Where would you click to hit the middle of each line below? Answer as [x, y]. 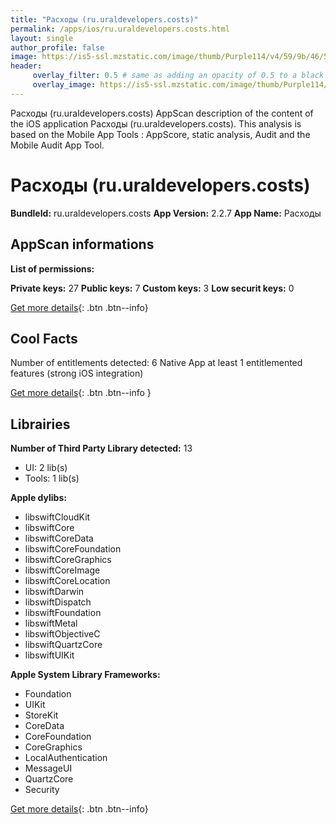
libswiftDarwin [54, 592]
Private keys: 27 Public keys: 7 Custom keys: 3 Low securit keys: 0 [152, 288]
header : [26, 66]
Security [42, 790]
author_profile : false [57, 47]
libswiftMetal [51, 623]
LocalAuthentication [66, 758]
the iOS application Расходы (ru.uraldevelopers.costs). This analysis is [156, 123]
